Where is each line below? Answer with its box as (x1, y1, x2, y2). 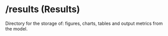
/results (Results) (5, 4, 80, 15)
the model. (5, 25, 28, 31)
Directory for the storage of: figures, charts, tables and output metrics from (5, 20, 163, 26)
